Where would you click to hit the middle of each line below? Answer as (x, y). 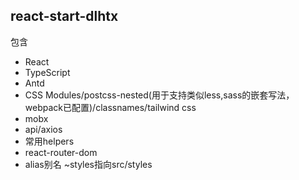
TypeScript (47, 72)
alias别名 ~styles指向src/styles (88, 164)
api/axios (43, 129)
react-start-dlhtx (64, 16)
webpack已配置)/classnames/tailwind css (110, 107)
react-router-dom (61, 152)
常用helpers (49, 141)
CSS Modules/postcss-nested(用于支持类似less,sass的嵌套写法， (159, 95)
